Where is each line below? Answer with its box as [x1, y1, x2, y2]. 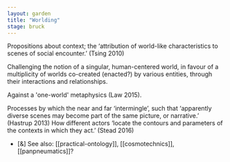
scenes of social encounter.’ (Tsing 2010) [7, 49, 125, 57]
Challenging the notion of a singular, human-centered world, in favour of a [7, 63, 219, 71]
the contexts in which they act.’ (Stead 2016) [7, 126, 134, 135]
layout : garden [7, 10, 51, 17]
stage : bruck [7, 23, 45, 30]
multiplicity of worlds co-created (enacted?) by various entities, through [7, 70, 213, 78]
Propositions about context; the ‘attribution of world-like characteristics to [7, 42, 218, 51]
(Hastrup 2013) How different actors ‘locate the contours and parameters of [7, 119, 223, 127]
